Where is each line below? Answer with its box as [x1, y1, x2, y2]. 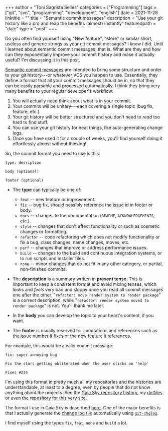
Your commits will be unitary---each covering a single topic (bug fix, [12, 103, 154, 109]
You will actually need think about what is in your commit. [12, 98, 131, 104]
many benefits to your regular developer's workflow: [5, 88, 114, 94]
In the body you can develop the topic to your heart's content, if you [12, 313, 154, 318]
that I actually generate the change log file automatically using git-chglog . [5, 410, 159, 416]
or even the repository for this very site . [5, 395, 87, 401]
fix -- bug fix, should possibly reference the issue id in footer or [20, 202, 153, 208]
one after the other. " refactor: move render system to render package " [12, 292, 161, 298]
